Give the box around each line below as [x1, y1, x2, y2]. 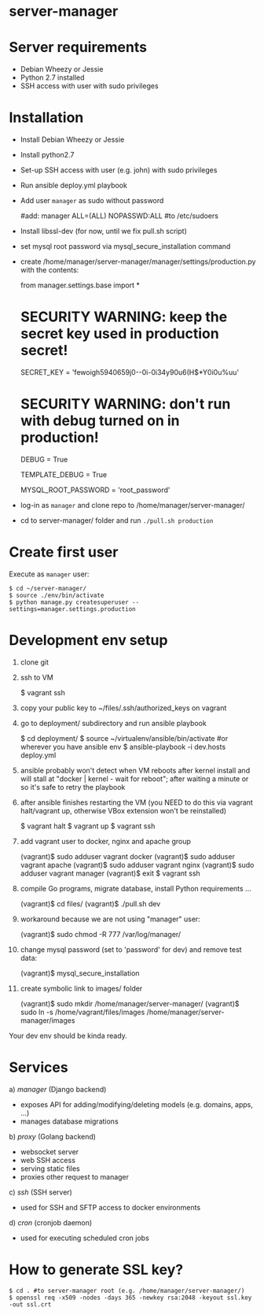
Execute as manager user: [9, 569, 90, 579]
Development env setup [9, 632, 168, 650]
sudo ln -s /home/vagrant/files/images [20, 1007, 145, 1017]
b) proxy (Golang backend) [9, 1132, 97, 1141]
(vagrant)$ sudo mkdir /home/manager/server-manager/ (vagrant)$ [20, 998, 240, 1008]
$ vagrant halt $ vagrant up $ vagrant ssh [20, 821, 156, 831]
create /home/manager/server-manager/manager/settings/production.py [20, 257, 256, 266]
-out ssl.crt [9, 1300, 52, 1309]
